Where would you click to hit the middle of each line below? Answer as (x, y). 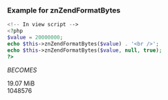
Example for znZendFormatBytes (64, 10)
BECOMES (22, 70)
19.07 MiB (21, 83)
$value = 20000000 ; (35, 38)
